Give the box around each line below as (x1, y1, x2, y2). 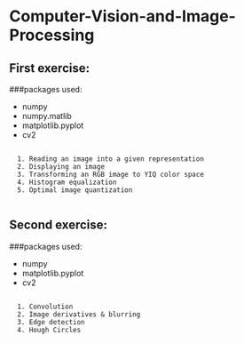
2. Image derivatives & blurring (17, 309, 141, 319)
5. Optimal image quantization (17, 186, 133, 195)
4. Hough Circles (17, 325, 82, 334)
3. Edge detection (17, 317, 86, 326)
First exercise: (9, 60, 91, 76)
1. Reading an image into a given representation (17, 155, 204, 164)
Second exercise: (9, 218, 108, 233)
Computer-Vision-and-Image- (9, 6, 237, 27)
